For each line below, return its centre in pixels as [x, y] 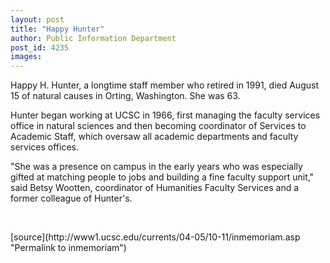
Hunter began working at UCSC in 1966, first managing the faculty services [165, 115]
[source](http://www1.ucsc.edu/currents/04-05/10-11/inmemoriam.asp [155, 237]
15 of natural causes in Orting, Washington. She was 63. [125, 96]
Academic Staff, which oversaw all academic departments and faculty [154, 137]
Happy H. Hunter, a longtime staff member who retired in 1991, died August [164, 85]
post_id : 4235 [40, 47]
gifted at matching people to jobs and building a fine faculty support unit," [162, 177]
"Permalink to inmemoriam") [68, 248]
